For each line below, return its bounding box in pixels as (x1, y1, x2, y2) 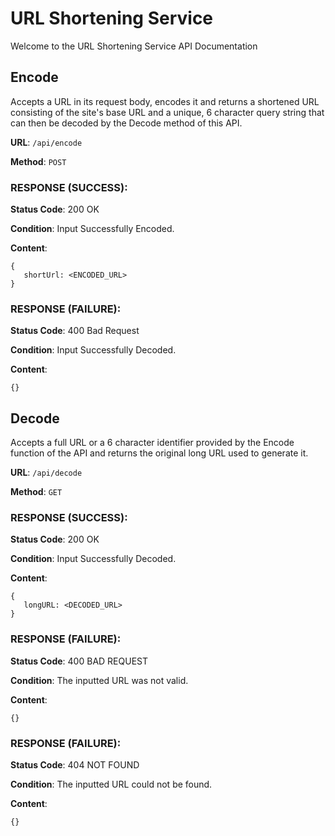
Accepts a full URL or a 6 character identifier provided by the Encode (10, 437, 295, 449)
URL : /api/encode (10, 136, 83, 148)
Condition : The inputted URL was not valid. (10, 674, 189, 686)
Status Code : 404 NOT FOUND (10, 759, 140, 771)
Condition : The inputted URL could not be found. (10, 778, 213, 791)
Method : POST (10, 155, 67, 167)
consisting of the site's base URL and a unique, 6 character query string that (10, 106, 325, 118)
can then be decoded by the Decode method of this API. (10, 117, 243, 129)
